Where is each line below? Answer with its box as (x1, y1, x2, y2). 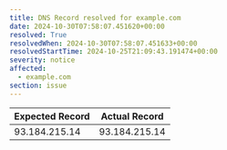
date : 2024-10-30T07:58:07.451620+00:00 (9, 22, 166, 31)
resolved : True (9, 30, 67, 39)
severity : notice (9, 55, 76, 65)
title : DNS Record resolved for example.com (9, 13, 181, 23)
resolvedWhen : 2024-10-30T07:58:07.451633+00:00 (9, 38, 198, 48)
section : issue (9, 81, 67, 90)
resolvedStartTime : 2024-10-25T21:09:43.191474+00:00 (9, 47, 219, 56)
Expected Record (14, 110, 90, 123)
